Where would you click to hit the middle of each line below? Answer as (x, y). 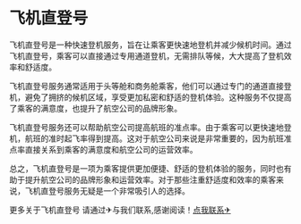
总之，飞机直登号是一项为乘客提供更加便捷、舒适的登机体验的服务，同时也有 (150, 168)
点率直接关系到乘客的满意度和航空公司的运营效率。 (103, 149)
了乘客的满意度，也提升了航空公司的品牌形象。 (95, 108)
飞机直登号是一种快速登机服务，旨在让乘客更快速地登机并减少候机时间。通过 (150, 45)
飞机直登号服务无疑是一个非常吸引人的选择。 (107, 191)
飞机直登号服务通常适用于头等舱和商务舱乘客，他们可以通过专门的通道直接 (146, 86)
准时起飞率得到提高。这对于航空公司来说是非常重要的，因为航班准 (170, 138)
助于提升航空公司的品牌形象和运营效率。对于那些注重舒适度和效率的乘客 (142, 179)
